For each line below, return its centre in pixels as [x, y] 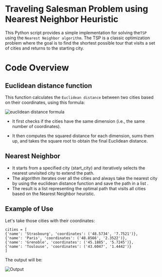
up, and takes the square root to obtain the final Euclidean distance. [80, 141]
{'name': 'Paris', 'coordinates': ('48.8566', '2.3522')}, [66, 238]
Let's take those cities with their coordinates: [50, 220]
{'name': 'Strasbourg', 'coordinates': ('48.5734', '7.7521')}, [72, 234]
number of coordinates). [36, 126]
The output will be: [24, 260]
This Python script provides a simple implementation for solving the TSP [76, 33]
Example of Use [29, 209]
